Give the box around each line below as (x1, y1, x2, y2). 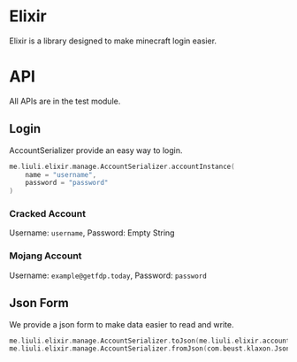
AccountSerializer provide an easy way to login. (9, 144, 183, 156)
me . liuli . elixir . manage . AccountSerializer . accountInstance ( (9, 162, 236, 171)
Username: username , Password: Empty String (9, 227, 175, 238)
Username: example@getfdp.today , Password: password (9, 270, 208, 281)
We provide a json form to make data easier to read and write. (9, 319, 234, 329)
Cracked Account (9, 208, 87, 220)
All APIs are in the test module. (9, 96, 121, 106)
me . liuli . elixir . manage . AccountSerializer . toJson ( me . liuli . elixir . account (9, 336, 291, 345)
